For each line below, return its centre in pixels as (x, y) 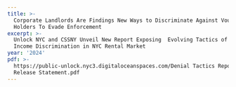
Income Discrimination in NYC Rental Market (80, 46)
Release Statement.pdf (47, 72)
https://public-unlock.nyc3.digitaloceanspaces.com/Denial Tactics (114, 66)
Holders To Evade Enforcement (58, 27)
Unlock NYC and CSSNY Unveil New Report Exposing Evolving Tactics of (121, 40)
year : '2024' (26, 53)
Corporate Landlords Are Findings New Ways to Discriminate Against (116, 20)
